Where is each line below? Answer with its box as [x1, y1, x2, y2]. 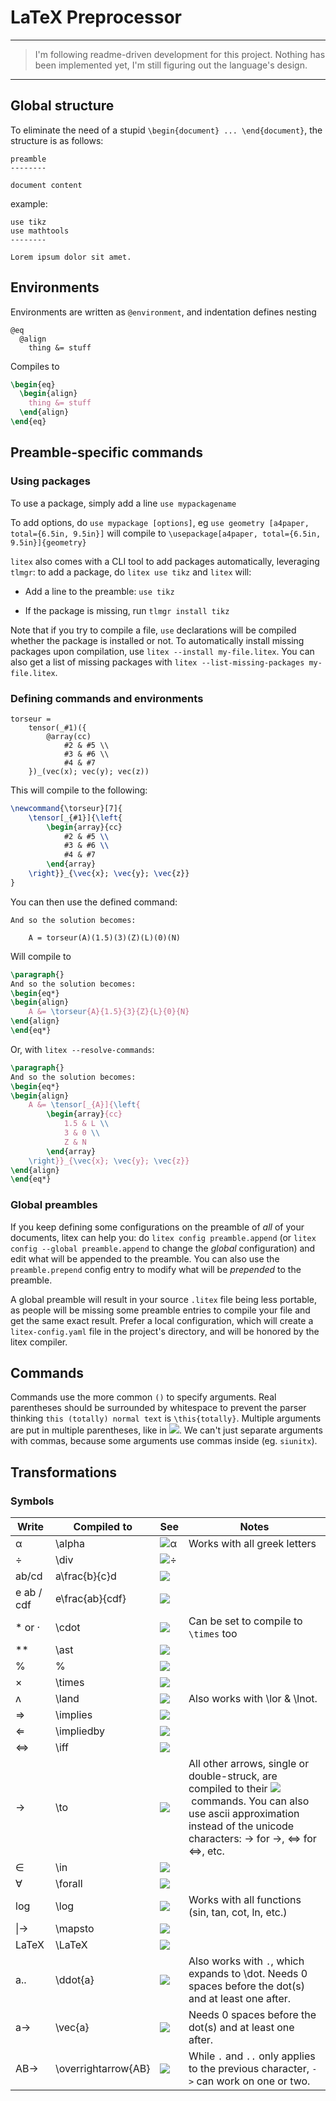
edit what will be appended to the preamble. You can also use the [10, 1252, 280, 1265]
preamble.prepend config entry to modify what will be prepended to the [10, 1263, 302, 1275]
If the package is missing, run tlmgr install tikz [24, 604, 230, 616]
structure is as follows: [10, 134, 104, 146]
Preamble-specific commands [10, 444, 203, 461]
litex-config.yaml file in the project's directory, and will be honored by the [10, 1325, 320, 1337]
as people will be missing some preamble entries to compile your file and [10, 1304, 311, 1316]
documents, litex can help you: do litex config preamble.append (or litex [10, 1231, 317, 1243]
